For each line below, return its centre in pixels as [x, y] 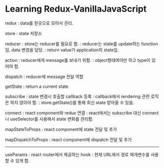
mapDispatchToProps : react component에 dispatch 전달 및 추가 [68, 139]
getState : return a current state [37, 86]
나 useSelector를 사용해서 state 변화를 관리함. [49, 119]
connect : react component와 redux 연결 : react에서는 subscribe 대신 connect [82, 112]
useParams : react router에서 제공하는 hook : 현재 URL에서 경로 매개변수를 [77, 154]
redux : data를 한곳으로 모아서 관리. [39, 23]
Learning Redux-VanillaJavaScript [76, 9]
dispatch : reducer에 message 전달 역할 [44, 76]
